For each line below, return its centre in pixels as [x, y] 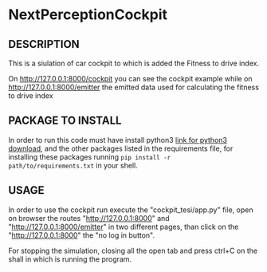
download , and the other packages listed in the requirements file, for [121, 148]
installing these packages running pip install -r [90, 156]
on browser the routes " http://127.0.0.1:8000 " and [89, 218]
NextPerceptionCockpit [88, 15]
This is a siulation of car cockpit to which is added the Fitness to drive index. [134, 63]
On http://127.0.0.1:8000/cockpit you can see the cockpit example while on [130, 79]
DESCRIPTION [44, 44]
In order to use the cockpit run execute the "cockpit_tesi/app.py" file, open [131, 210]
